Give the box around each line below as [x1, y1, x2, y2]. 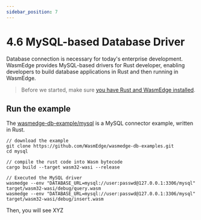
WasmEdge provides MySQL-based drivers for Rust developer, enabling [6, 61, 185, 68]
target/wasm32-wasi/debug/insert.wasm [6, 196, 104, 202]
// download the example [6, 138, 69, 144]
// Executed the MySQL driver [6, 175, 83, 181]
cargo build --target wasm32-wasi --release [6, 164, 120, 170]
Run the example [6, 104, 71, 114]
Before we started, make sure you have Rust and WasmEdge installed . [21, 86, 196, 93]
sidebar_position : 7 [6, 8, 59, 15]
